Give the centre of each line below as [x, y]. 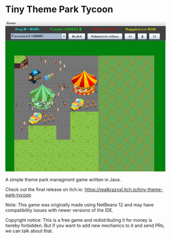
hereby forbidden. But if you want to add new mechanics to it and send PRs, [85, 225]
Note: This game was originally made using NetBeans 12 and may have [80, 204]
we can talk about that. [29, 231]
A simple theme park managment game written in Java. [63, 179]
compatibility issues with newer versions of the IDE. [59, 210]
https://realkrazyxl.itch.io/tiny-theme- [124, 189]
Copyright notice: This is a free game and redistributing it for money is [79, 220]
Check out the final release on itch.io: [45, 189]
